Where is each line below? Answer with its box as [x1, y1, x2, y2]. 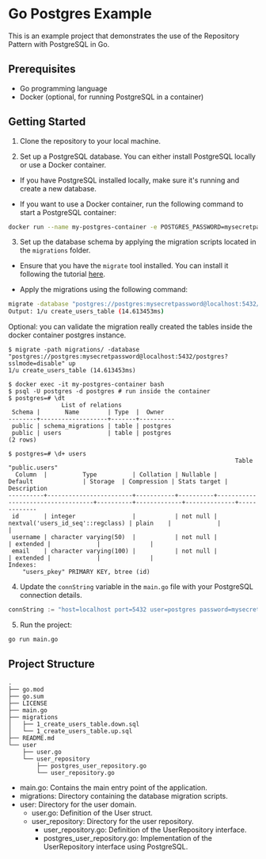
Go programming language [19, 83, 108, 93]
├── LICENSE [8, 699, 47, 707]
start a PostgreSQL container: [19, 207, 117, 217]
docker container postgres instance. [8, 330, 127, 340]
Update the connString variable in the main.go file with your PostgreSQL [19, 582, 253, 591]
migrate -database [8, 300, 69, 308]
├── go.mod [8, 685, 44, 693]
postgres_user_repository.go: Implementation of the [43, 833, 212, 842]
